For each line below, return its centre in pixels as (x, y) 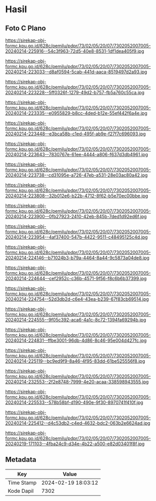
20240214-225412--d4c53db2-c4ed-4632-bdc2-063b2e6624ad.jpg (78, 423)
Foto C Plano (26, 28)
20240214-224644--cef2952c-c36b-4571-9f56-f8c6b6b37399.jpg (76, 278)
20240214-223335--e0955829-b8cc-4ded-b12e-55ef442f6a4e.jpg (76, 113)
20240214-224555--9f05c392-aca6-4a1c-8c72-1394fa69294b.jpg (76, 320)
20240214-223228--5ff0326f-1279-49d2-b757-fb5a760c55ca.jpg (75, 92)
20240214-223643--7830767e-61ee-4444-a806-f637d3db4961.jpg (77, 154)
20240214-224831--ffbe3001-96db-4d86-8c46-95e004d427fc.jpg (76, 340)
